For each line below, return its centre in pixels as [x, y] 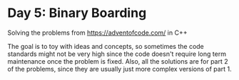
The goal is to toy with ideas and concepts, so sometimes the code [106, 46]
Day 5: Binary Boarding [77, 13]
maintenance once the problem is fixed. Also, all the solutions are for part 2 [118, 61]
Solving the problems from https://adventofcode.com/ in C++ [97, 33]
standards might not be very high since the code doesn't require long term [117, 54]
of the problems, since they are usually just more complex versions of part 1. [119, 69]
